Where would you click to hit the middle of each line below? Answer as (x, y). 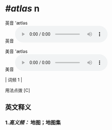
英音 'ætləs (17, 23)
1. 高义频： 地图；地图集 (33, 123)
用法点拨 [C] (18, 90)
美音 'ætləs (17, 51)
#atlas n (22, 9)
